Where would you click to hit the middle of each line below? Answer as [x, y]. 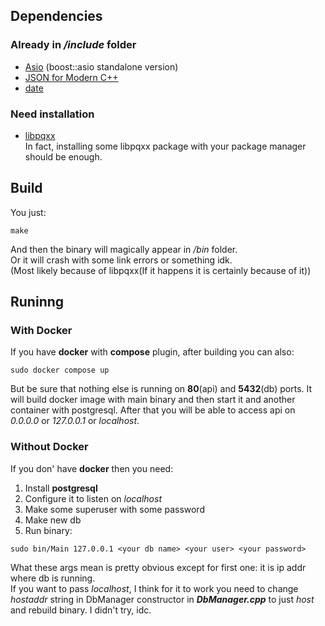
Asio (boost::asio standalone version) [101, 66]
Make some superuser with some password [114, 509]
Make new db [53, 520]
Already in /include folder [73, 45]
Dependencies [56, 16]
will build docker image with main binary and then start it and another [153, 400]
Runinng [37, 302]
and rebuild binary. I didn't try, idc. [81, 610]
